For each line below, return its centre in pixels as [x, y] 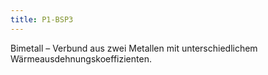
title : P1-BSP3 [42, 19]
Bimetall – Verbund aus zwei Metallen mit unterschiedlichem [134, 48]
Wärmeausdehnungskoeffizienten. [81, 58]
